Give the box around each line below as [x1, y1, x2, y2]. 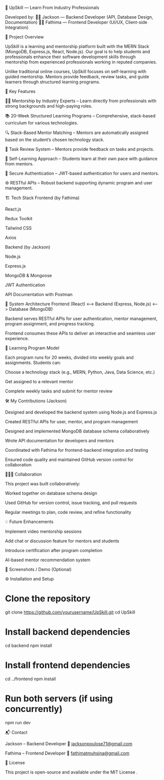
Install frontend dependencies [5, 660, 131, 671]
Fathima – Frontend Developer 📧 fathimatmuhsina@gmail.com [5, 750, 130, 756]
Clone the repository [5, 593, 91, 604]
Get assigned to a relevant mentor [5, 379, 73, 384]
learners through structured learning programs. [5, 79, 100, 85]
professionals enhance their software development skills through [5, 54, 136, 60]
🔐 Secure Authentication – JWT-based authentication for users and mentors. [5, 170, 159, 176]
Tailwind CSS [5, 225, 32, 231]
